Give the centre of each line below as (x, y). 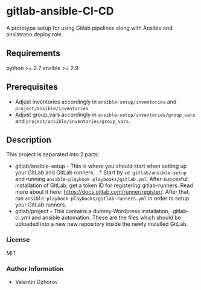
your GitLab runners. (40, 205)
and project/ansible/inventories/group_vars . (73, 121)
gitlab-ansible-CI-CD (60, 11)
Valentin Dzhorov (37, 282)
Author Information (35, 269)
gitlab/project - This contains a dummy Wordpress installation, (92, 211)
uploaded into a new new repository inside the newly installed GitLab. (101, 224)
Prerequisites (32, 87)
